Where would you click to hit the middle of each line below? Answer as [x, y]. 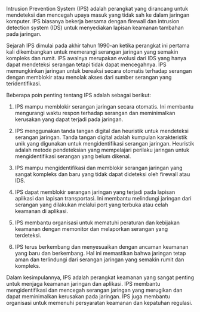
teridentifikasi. [24, 84]
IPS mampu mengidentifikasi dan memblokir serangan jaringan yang [99, 168]
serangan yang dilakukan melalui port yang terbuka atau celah [91, 205]
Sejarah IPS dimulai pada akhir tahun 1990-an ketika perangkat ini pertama [98, 45]
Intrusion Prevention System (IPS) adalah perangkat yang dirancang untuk [97, 9]
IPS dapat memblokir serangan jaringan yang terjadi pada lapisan [95, 192]
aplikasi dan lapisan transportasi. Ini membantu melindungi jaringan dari [103, 198]
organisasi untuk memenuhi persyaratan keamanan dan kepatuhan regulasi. [99, 303]
